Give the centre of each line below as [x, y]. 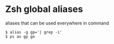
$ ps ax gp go [20, 36]
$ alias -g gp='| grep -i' [34, 32]
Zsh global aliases [44, 9]
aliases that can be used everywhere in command [57, 23]
